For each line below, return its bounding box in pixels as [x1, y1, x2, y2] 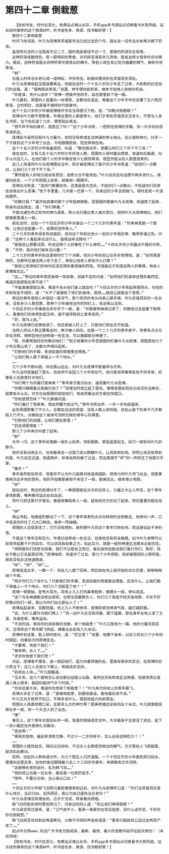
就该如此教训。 [5, 749, 32, 754]
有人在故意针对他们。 [9, 375, 47, 380]
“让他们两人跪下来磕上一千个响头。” [12, 354, 75, 359]
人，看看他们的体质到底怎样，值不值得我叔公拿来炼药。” [5, 312, 103, 317]
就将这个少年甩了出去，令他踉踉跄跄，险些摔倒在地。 [12, 140, 107, 145]
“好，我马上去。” [12, 317, 41, 322]
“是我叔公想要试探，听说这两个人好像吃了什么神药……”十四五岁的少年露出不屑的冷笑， [12, 242, 164, 247]
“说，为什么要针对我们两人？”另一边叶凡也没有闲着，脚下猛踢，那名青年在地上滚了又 [12, 611, 163, 616]
